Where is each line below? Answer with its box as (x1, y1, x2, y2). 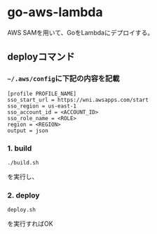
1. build (7, 143, 32, 153)
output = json (7, 127, 49, 134)
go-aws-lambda (7, 4, 103, 20)
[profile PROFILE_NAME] (7, 90, 77, 97)
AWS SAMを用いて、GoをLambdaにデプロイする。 (7, 28, 154, 37)
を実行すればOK (7, 219, 54, 228)
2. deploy (7, 190, 40, 200)
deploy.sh (7, 207, 36, 214)
